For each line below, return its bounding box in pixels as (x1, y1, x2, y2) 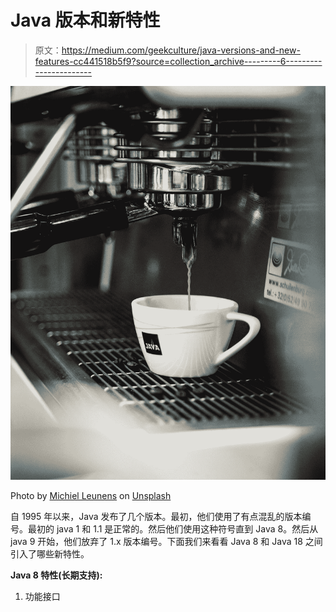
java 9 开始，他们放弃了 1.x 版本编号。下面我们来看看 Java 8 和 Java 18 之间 (10, 536, 323, 548)
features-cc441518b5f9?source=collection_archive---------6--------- (34, 55, 323, 67)
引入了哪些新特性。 (10, 548, 90, 560)
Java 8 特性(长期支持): (10, 569, 103, 581)
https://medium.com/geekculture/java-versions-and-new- (61, 44, 301, 56)
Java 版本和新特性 (10, 9, 161, 32)
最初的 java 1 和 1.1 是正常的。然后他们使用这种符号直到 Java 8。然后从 (27, 523, 319, 535)
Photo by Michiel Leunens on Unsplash (10, 490, 172, 502)
